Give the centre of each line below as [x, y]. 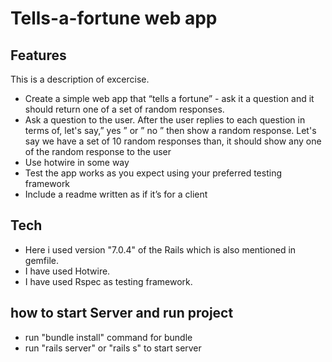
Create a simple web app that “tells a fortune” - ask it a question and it [169, 98]
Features [38, 55]
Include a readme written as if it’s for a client [116, 194]
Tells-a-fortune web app [114, 18]
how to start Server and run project [122, 313]
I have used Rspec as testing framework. [108, 281]
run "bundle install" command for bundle [108, 337]
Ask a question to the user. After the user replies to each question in [165, 120]
